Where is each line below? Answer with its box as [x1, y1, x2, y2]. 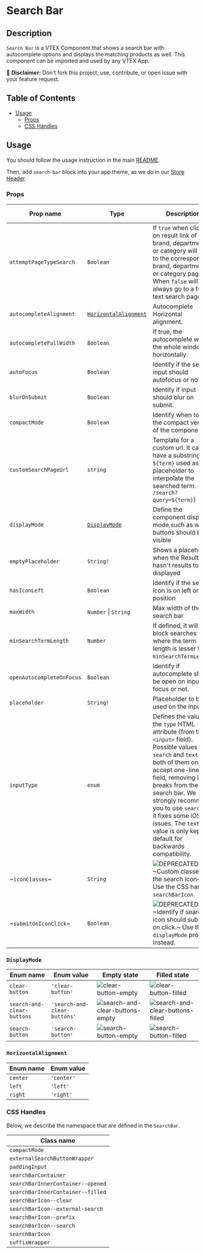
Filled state [156, 971, 189, 979]
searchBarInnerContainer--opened [9, 1180, 107, 1187]
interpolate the [152, 474, 195, 483]
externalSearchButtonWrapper [9, 1155, 94, 1162]
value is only [152, 826, 189, 835]
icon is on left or [152, 586, 199, 594]
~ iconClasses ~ [9, 875, 52, 883]
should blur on [152, 393, 194, 401]
